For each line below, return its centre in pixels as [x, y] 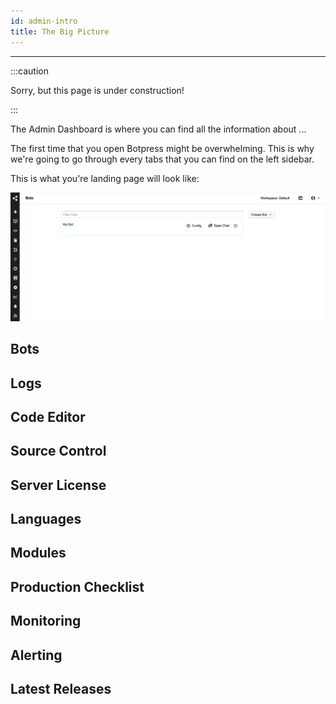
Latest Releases [61, 689]
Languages [46, 519]
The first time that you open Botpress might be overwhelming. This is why [162, 148]
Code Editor [48, 416]
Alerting [36, 655]
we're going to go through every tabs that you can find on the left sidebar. [162, 159]
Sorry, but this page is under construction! [97, 90]
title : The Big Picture [60, 31]
